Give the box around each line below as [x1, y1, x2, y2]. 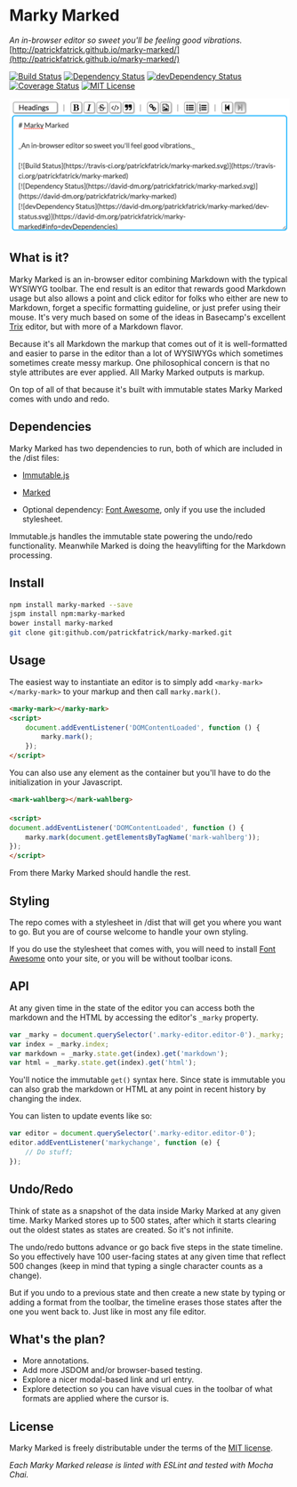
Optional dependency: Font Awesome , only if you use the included [21, 504, 266, 514]
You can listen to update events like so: [9, 1111, 153, 1121]
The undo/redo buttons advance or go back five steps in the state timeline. [9, 1241, 283, 1252]
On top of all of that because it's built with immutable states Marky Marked [9, 384, 283, 394]
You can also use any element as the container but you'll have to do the [9, 767, 271, 779]
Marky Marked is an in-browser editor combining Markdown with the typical [9, 273, 288, 285]
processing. [9, 549, 53, 561]
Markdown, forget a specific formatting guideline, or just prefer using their [9, 302, 281, 312]
